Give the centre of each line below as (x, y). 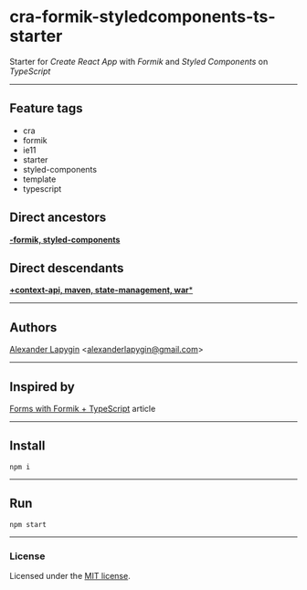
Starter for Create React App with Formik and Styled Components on (139, 61)
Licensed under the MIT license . (70, 575)
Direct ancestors (58, 218)
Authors (33, 327)
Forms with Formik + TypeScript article (83, 409)
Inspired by (42, 387)
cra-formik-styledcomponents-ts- (143, 17)
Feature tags (46, 108)
